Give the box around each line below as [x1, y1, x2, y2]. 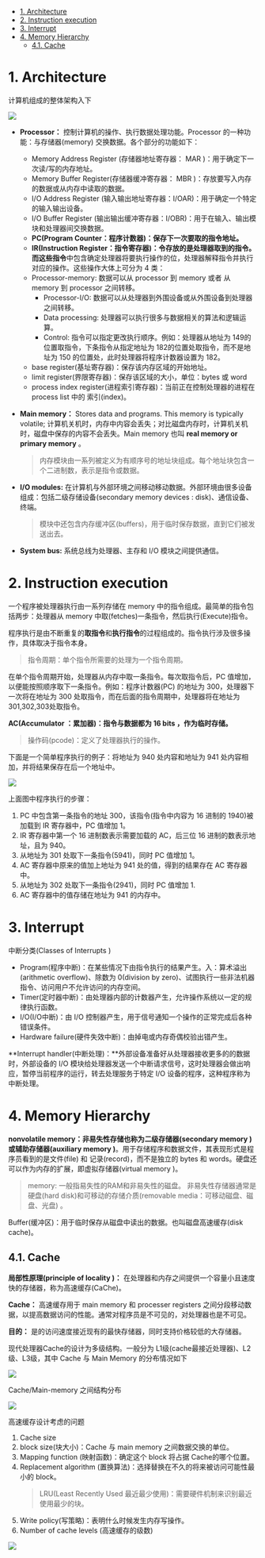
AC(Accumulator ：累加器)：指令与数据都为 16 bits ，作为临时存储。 [8, 718, 233, 728]
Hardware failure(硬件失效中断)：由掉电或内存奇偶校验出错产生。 [19, 1032, 232, 1041]
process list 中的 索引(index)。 [31, 392, 131, 402]
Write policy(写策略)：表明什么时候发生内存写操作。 [19, 1515, 189, 1525]
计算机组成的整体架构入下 [8, 95, 92, 105]
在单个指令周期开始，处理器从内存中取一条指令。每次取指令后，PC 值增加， [8, 671, 256, 681]
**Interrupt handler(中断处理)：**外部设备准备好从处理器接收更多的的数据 [8, 1048, 251, 1058]
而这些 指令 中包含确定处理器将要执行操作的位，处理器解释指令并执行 [31, 253, 254, 263]
